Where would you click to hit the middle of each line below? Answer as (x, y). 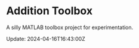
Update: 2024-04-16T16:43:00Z (46, 39)
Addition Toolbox (50, 11)
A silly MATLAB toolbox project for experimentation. (70, 27)
